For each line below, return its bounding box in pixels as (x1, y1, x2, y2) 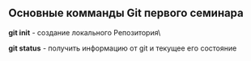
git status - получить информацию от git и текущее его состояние (8, 43, 237, 53)
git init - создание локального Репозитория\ (8, 27, 161, 37)
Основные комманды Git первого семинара (8, 6, 245, 20)
